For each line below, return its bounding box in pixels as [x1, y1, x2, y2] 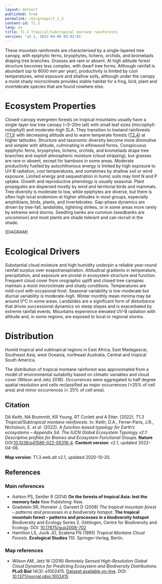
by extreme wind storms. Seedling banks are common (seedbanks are [5, 209, 145, 215]
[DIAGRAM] [5, 229, 28, 235]
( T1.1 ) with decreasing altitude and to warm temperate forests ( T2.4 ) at [5, 132, 146, 138]
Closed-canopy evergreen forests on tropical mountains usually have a [5, 116, 147, 122]
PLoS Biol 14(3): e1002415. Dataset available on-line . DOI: [12, 568, 127, 574]
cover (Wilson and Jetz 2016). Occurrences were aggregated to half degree [5, 376, 156, 382]
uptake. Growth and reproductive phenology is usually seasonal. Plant [5, 178, 145, 184]
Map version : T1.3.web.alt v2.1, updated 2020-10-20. [5, 454, 111, 460]
